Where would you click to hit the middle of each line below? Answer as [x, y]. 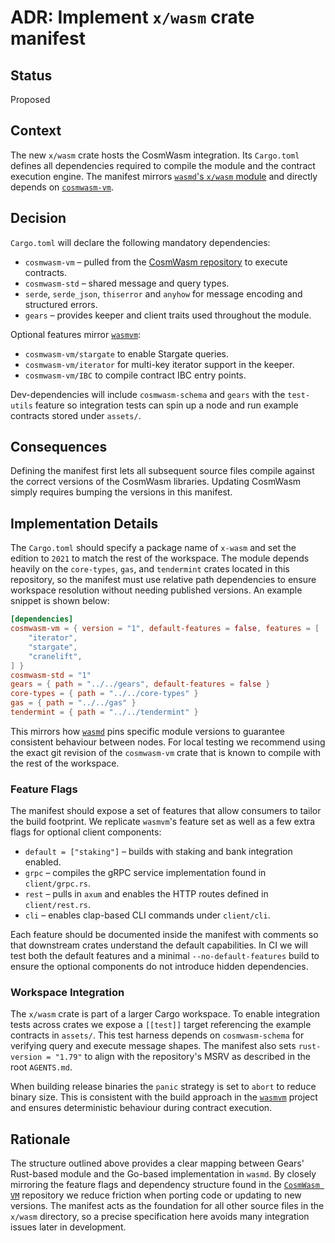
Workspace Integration [67, 993]
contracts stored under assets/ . [76, 415]
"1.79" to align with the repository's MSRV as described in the [182, 1057]
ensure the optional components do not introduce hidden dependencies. [159, 967]
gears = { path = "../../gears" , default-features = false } [140, 684]
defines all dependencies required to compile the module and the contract [163, 165]
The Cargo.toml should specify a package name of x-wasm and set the [153, 548]
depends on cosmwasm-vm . [62, 187]
